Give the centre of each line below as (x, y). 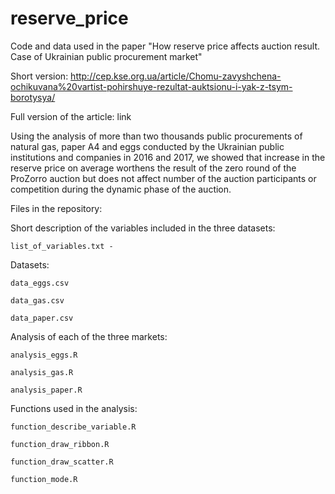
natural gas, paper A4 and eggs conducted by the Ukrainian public (147, 146)
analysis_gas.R (42, 372)
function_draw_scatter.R (62, 462)
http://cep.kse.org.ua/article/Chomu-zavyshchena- (176, 76)
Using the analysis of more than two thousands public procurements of (156, 136)
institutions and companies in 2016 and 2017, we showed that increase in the (168, 157)
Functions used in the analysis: (74, 408)
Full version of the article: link (71, 116)
